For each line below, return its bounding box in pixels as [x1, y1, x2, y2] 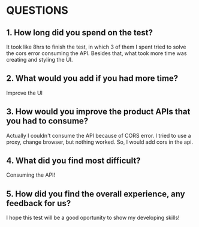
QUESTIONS [6, 4, 69, 17]
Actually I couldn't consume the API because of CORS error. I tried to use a [6, 132, 191, 139]
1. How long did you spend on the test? [6, 28, 153, 38]
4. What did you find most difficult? [6, 156, 141, 166]
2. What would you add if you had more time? [6, 73, 179, 84]
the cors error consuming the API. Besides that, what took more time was [6, 50, 187, 57]
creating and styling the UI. [6, 56, 73, 63]
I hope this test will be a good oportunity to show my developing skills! [6, 214, 180, 222]
